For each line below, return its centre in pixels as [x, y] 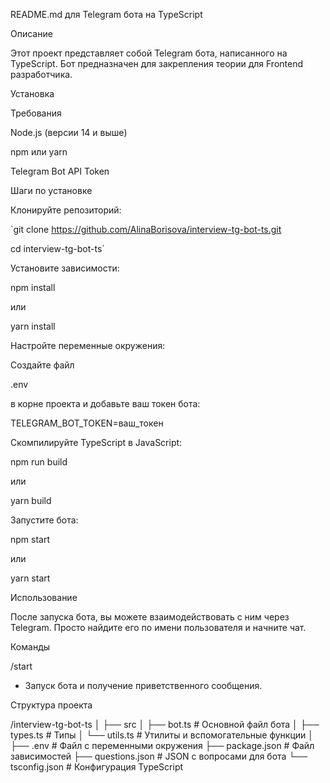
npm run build [39, 462]
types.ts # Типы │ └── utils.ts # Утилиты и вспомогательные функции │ [162, 735]
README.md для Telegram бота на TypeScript [106, 14]
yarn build [31, 500]
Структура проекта [51, 705]
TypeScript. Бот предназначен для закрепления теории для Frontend [157, 63]
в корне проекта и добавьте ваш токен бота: [105, 403]
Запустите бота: [44, 520]
